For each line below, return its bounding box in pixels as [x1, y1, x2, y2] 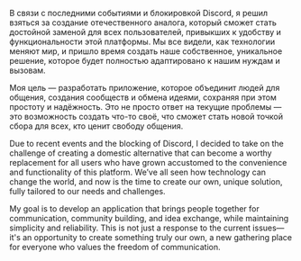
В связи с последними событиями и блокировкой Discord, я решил [9, 8, 269, 18]
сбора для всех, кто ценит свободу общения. [9, 121, 184, 131]
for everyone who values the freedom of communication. [9, 242, 221, 252]
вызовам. [9, 65, 47, 76]
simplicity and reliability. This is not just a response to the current [9, 222, 251, 233]
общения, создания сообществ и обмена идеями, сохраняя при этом [9, 92, 277, 103]
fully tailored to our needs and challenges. [9, 186, 166, 196]
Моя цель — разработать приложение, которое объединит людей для [9, 83, 280, 93]
